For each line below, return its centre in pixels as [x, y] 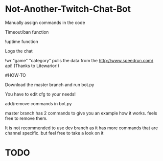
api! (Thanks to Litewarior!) [32, 66]
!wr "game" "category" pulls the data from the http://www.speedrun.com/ [79, 60]
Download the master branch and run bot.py [50, 85]
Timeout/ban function [27, 32]
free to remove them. [26, 118]
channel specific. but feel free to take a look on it [54, 133]
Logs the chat [19, 51]
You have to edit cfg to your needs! [40, 94]
